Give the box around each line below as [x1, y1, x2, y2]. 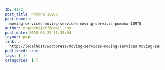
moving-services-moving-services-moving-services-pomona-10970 [9, 21, 141, 26]
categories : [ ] [5, 58, 38, 63]
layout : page [5, 35, 32, 40]
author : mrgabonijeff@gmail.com [5, 26, 71, 31]
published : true [5, 48, 38, 53]
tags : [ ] [5, 53, 26, 58]
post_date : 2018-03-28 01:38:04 [5, 30, 71, 35]
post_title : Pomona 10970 [5, 12, 58, 17]
